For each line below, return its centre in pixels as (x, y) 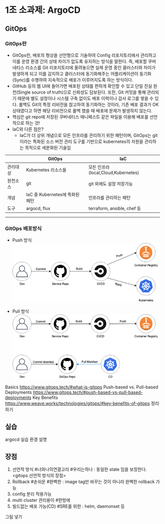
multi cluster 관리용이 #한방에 (41, 500)
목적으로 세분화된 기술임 (48, 147)
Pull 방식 (21, 312)
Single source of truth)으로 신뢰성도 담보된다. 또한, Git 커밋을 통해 (82, 92)
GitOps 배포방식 (23, 228)
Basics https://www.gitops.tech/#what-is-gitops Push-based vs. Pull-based (82, 387)
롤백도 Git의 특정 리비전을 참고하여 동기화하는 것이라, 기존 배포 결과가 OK (89, 105)
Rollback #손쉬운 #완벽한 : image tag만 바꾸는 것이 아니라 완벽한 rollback (83, 482)
